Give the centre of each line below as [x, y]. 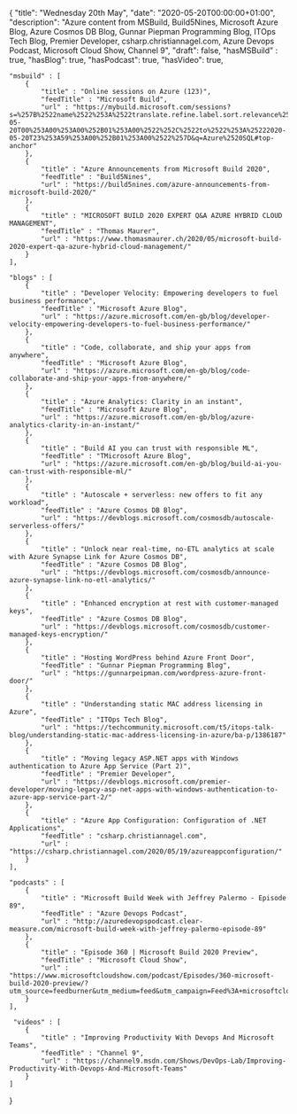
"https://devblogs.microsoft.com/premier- [152, 782]
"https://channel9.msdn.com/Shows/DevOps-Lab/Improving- [179, 1061]
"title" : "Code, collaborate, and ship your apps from [146, 347]
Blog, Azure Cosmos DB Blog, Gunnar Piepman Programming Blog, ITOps [143, 31]
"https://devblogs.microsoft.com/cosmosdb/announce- [171, 573]
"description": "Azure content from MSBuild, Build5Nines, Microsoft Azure [144, 22]
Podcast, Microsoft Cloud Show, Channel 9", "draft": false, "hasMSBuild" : [144, 51]
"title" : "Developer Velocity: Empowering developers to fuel [160, 293]
